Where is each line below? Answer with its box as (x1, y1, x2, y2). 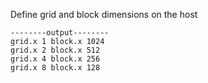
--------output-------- (10, 28, 110, 38)
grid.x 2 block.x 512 (10, 45, 101, 55)
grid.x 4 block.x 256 (10, 54, 101, 64)
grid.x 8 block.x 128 (10, 63, 101, 73)
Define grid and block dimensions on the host (10, 9, 198, 20)
